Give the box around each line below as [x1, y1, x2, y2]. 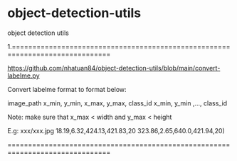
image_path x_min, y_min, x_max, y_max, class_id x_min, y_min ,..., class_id [7, 98, 228, 108]
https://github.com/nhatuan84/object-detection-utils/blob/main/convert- [7, 63, 221, 72]
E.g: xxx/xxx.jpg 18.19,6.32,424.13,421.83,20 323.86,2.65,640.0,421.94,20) [7, 126, 226, 135]
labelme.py [7, 71, 41, 80]
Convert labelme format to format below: [7, 85, 127, 93]
